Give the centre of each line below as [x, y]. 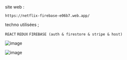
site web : [15, 7]
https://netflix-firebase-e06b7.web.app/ [48, 16]
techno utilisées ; [22, 24]
